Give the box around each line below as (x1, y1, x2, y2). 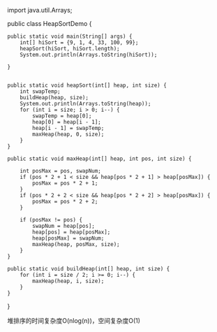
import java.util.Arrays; (7, 6, 73, 14)
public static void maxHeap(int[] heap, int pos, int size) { (7, 155, 192, 162)
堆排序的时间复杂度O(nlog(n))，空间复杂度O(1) (7, 317, 141, 324)
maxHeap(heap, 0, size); (32, 131, 105, 138)
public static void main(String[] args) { (7, 33, 133, 40)
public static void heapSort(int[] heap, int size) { (7, 82, 167, 89)
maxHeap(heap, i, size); (32, 277, 105, 284)
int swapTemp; (20, 88, 61, 95)
